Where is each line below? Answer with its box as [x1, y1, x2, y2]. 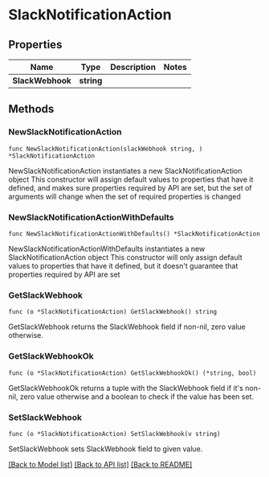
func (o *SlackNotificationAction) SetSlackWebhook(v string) [8, 430, 221, 438]
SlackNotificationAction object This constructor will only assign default [8, 252, 243, 262]
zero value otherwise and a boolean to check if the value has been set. [19, 392, 255, 401]
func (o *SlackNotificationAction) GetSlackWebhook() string [8, 308, 218, 316]
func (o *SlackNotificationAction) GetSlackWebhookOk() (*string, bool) [8, 368, 257, 377]
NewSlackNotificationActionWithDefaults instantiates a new [8, 244, 206, 253]
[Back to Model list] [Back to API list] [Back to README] [8, 459, 193, 469]
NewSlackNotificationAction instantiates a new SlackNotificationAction [8, 166, 243, 175]
